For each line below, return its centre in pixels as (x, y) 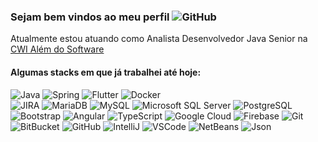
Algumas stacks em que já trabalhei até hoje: (106, 72)
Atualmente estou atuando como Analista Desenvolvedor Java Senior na (159, 39)
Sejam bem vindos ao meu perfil (90, 17)
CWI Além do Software (57, 49)
